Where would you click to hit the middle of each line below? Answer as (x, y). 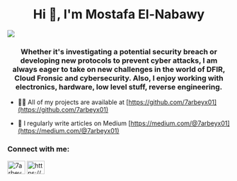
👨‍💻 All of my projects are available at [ (73, 102)
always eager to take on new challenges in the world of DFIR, (119, 69)
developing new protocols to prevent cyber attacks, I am (119, 61)
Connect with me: (39, 149)
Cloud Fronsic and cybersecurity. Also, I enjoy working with (119, 78)
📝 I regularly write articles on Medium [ (74, 123)
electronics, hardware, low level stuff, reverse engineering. (119, 87)
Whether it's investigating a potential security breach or (119, 51)
